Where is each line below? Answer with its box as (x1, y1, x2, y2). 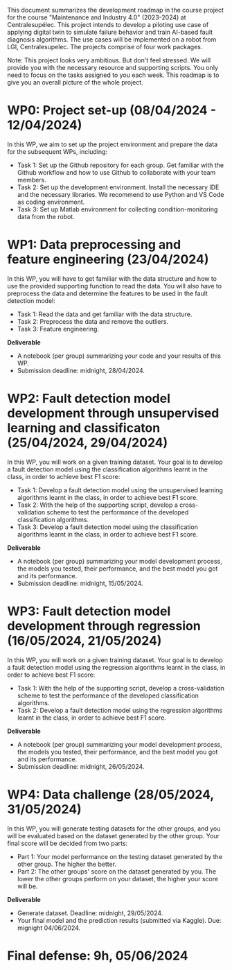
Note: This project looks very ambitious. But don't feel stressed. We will (7, 56, 211, 64)
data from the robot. (17, 212, 75, 220)
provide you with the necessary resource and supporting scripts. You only (7, 64, 219, 71)
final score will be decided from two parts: (7, 839, 128, 847)
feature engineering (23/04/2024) (7, 252, 209, 268)
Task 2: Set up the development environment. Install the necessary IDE (17, 183, 220, 191)
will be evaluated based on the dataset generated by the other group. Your (7, 831, 220, 840)
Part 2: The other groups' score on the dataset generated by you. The (17, 867, 217, 876)
